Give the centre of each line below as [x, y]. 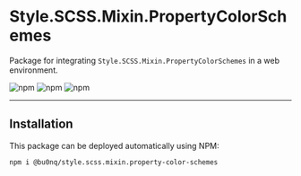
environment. [34, 70]
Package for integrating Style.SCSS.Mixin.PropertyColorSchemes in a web [145, 60]
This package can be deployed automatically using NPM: [114, 145]
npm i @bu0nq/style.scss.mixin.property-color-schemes [114, 162]
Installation [41, 124]
